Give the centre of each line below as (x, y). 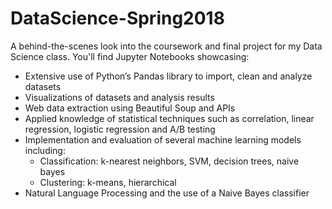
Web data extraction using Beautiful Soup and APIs (130, 108)
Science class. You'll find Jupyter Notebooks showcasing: (130, 56)
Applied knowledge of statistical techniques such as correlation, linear (169, 118)
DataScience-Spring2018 (117, 18)
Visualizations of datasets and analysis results (119, 97)
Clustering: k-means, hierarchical (108, 182)
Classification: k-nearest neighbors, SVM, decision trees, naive (169, 161)
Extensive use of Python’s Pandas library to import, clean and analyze (168, 76)
